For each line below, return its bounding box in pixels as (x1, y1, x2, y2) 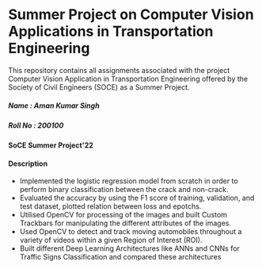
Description (8, 159, 48, 168)
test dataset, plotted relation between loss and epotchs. (19, 202, 202, 211)
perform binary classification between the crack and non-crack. (19, 185, 229, 194)
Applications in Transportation (8, 22, 214, 40)
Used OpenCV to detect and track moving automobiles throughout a (19, 227, 242, 236)
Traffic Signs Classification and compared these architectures (19, 252, 222, 262)
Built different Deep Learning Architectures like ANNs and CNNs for (19, 244, 240, 253)
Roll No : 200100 (8, 121, 64, 130)
